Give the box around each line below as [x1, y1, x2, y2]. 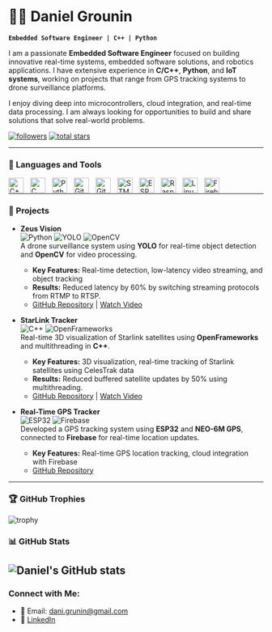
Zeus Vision [19, 223, 62, 233]
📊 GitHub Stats [8, 536, 70, 547]
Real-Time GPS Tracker [19, 406, 100, 416]
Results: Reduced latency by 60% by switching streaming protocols [32, 282, 260, 292]
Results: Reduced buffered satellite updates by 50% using [32, 374, 228, 384]
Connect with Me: [8, 588, 80, 600]
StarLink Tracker [19, 315, 79, 324]
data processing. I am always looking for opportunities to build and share [8, 107, 252, 117]
